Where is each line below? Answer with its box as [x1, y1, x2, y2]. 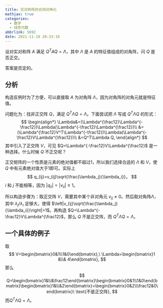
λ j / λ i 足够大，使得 [14, 200, 51, 208]
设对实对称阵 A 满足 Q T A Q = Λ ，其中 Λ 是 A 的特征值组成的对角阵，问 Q [5, 47, 150, 54]
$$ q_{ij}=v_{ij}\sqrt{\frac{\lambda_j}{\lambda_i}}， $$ [27, 174, 137, 179]
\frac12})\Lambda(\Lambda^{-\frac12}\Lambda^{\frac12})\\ [20, 124, 138, 130]
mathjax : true [5, 12, 34, 17]
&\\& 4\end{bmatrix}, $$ [58, 256, 106, 262]
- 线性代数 [9, 25, 29, 30]
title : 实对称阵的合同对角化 [5, 7, 57, 12]
